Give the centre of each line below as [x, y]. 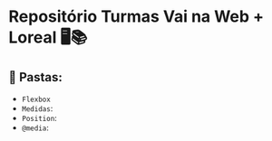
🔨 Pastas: [35, 77]
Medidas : [37, 108]
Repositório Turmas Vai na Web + [136, 17]
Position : [39, 118]
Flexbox [36, 99]
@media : [35, 127]
